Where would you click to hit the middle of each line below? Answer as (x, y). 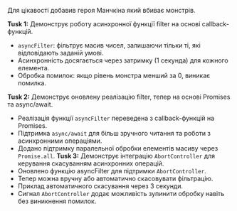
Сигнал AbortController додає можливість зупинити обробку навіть (121, 194)
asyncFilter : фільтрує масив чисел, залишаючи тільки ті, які (109, 45)
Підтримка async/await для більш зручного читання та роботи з (114, 133)
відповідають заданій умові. (60, 53)
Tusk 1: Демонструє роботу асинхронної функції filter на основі (104, 24)
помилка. (32, 83)
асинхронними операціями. (60, 141)
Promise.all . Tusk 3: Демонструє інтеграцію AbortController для (116, 156)
